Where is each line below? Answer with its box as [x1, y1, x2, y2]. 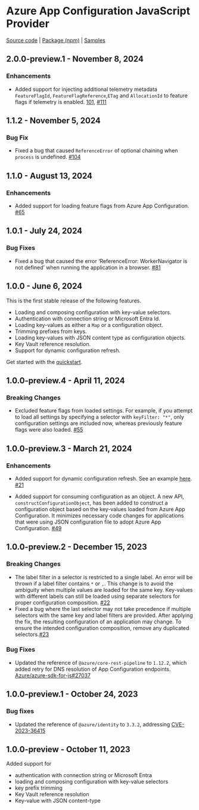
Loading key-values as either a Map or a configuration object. [14, 321, 164, 328]
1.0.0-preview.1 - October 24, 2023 [6, 689, 138, 699]
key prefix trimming [14, 784, 63, 791]
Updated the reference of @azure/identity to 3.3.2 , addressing [14, 720, 170, 728]
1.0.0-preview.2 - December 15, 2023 [6, 542, 147, 552]
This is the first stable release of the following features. [6, 297, 142, 304]
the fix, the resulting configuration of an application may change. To [14, 618, 182, 625]
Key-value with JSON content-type [14, 797, 101, 805]
